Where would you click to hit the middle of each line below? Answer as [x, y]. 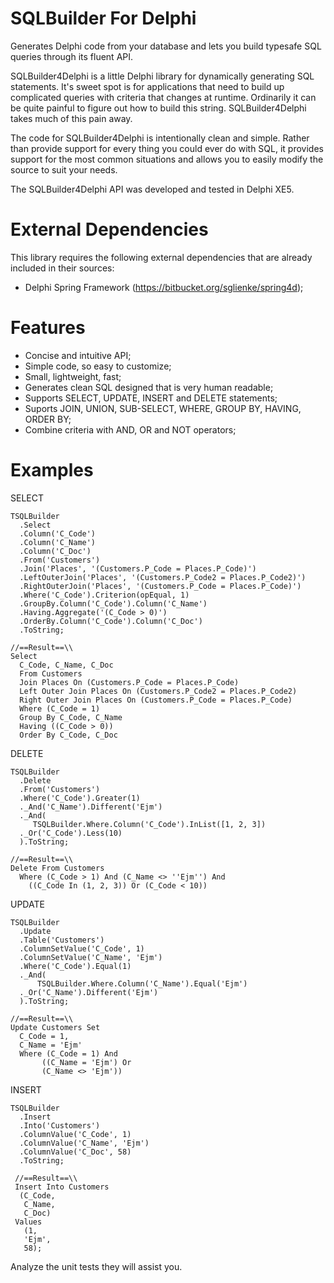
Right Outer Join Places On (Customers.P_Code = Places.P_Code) [156, 700]
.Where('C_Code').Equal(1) [75, 966]
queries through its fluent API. [72, 56]
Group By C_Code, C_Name [71, 717]
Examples [52, 470]
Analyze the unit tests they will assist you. [96, 1266]
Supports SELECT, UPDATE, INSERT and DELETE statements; [151, 398]
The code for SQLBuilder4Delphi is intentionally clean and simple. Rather [160, 138]
